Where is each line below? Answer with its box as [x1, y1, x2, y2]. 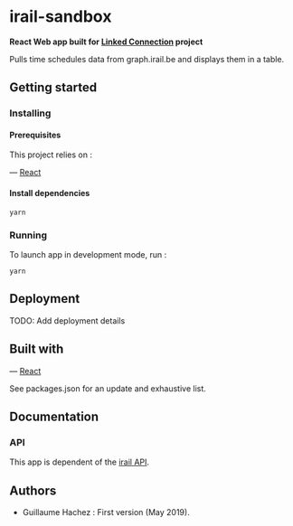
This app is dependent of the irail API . [9, 456, 150, 467]
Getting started [9, 80, 98, 96]
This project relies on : [9, 149, 93, 160]
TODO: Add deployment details [9, 315, 126, 326]
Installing [9, 107, 52, 119]
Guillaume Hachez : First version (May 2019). [22, 507, 190, 518]
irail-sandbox [9, 6, 112, 27]
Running [9, 229, 48, 241]
